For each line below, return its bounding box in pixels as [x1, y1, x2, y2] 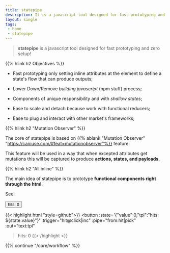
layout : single [5, 17, 38, 22]
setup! [17, 50, 32, 57]
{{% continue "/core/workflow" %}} [5, 243, 80, 248]
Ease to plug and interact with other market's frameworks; [12, 115, 135, 121]
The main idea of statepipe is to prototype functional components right [5, 175, 156, 182]
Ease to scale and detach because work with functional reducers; [12, 106, 150, 111]
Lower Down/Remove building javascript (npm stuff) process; [12, 86, 142, 92]
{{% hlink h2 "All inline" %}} [5, 166, 64, 171]
